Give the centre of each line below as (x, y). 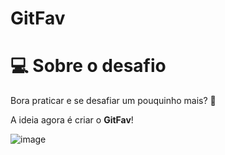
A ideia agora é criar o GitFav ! (72, 120)
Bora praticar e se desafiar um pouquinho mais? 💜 (113, 101)
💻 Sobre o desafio (88, 66)
